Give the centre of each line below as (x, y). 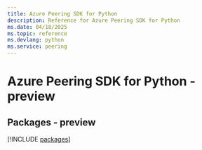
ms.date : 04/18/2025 (38, 27)
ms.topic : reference (38, 33)
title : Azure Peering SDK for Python (62, 14)
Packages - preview (52, 122)
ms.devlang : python (36, 40)
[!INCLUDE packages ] (39, 139)
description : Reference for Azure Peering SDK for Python (94, 20)
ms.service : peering (38, 46)
